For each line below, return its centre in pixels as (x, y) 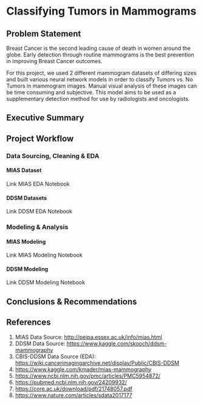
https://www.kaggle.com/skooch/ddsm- (117, 343)
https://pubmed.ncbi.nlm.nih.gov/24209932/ (71, 382)
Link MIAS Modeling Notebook (45, 255)
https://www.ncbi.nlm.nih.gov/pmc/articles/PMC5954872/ (88, 376)
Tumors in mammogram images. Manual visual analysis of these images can (102, 86)
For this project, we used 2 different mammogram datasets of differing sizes (101, 73)
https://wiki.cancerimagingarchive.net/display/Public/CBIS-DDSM (97, 362)
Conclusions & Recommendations (72, 301)
